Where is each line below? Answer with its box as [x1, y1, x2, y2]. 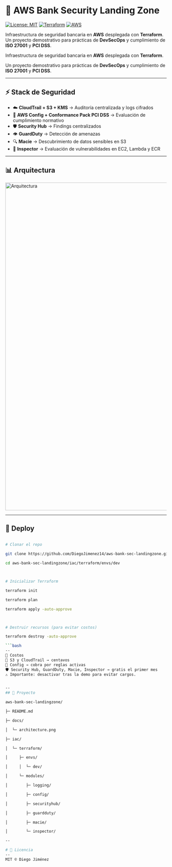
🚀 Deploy [5, 524, 35, 533]
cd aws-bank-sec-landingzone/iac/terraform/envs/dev [5, 561, 120, 566]
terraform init [5, 588, 38, 593]
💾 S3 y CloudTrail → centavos [5, 658, 70, 663]
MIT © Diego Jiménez [5, 857, 50, 862]
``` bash [5, 643, 22, 648]
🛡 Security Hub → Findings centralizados [12, 123, 101, 129]
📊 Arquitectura [5, 166, 55, 175]
